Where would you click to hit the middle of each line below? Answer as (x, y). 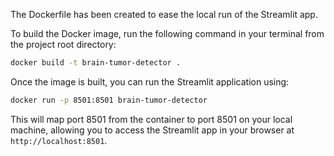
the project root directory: (63, 44)
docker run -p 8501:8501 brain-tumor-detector (109, 100)
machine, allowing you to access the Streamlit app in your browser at (152, 130)
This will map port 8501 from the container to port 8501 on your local (151, 119)
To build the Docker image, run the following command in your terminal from (167, 33)
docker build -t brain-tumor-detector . (96, 63)
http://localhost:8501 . (59, 140)
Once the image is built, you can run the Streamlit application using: (150, 81)
